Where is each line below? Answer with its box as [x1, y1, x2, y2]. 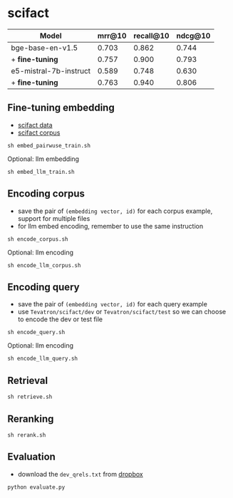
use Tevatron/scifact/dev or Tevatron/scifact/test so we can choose [17, 308, 227, 316]
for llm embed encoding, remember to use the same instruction [17, 222, 204, 230]
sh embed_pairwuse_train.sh [7, 142, 91, 149]
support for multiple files [17, 214, 90, 222]
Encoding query [7, 281, 80, 293]
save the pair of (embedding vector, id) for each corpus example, [17, 207, 213, 215]
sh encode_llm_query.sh [7, 355, 78, 363]
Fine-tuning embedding [7, 102, 115, 114]
